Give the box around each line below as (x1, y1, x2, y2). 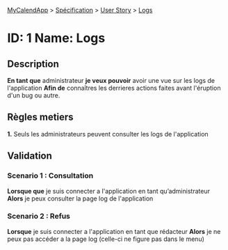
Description (7, 58, 59, 70)
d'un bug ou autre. (7, 91, 60, 100)
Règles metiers (7, 111, 74, 123)
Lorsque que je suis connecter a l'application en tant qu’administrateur (7, 187, 211, 195)
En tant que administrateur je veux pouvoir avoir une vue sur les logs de (7, 77, 215, 84)
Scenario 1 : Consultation (7, 171, 94, 180)
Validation (7, 150, 52, 162)
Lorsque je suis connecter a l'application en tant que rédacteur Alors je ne (7, 227, 221, 235)
